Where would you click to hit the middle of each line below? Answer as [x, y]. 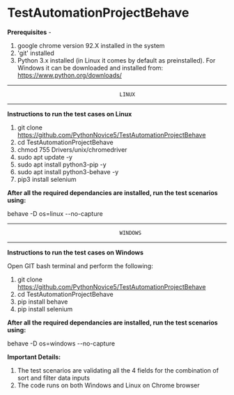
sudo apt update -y [45, 157]
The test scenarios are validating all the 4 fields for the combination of [118, 370]
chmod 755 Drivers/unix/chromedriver [72, 149]
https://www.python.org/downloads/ [69, 75]
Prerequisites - [30, 32]
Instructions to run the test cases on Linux [70, 114]
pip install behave [42, 302]
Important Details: [34, 357]
